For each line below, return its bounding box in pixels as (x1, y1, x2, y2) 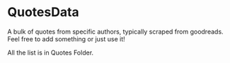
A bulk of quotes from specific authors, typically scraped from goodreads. (7, 27, 224, 36)
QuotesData (7, 4, 79, 20)
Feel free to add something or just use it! (7, 34, 125, 43)
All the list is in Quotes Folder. (7, 48, 94, 57)
